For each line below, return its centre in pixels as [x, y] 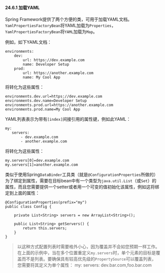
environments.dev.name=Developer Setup [46, 101]
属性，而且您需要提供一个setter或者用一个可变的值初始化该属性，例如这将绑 [82, 187]
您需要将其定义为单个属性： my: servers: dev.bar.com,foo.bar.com [84, 265]
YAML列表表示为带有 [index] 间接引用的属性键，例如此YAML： [68, 119]
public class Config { [28, 207]
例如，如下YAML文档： [28, 42]
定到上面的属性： [22, 193]
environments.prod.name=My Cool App [43, 109]
